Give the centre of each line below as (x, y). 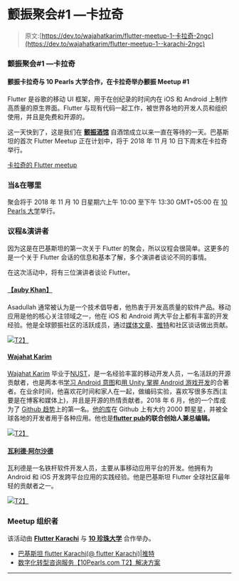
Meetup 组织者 (33, 521)
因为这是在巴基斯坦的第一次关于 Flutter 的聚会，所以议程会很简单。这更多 (115, 248)
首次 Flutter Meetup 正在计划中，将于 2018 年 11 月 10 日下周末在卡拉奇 (123, 141)
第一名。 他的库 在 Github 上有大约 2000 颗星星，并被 (144, 409)
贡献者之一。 (38, 486)
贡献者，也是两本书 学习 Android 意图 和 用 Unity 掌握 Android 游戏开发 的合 (115, 383)
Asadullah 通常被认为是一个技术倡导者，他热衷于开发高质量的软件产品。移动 (119, 307)
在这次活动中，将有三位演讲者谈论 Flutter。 (71, 272)
